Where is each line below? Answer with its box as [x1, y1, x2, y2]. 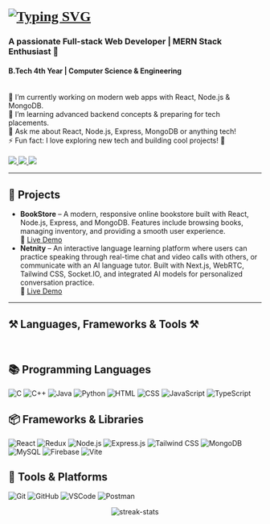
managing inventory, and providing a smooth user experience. [19, 227, 226, 236]
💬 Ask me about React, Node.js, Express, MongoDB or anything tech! [8, 127, 237, 136]
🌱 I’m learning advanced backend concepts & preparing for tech [8, 110, 221, 119]
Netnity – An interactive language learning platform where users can [19, 243, 247, 253]
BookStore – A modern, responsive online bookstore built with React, [19, 210, 249, 219]
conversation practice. [19, 278, 95, 288]
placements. [8, 118, 50, 128]
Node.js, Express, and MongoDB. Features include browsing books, [19, 218, 243, 227]
